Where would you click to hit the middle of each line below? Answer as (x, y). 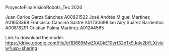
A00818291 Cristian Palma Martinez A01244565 (55, 28)
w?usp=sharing (21, 48)
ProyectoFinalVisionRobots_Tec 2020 (44, 7)
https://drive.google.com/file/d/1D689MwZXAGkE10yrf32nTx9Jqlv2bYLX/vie (84, 43)
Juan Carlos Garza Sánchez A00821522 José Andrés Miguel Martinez (77, 17)
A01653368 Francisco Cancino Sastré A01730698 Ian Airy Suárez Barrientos (84, 22)
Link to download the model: (35, 38)
